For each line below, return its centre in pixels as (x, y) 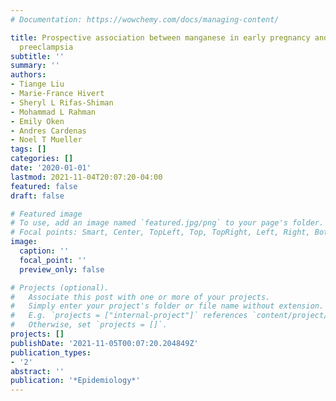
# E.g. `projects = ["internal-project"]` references (129, 316)
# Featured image (46, 214)
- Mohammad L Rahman (53, 112)
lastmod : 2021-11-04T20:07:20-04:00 (86, 177)
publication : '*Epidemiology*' (75, 381)
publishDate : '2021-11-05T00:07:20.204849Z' (104, 343)
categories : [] (42, 159)
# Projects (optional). (60, 287)
